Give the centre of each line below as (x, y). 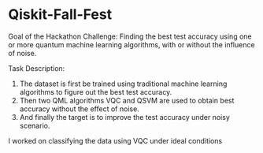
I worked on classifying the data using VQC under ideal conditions (115, 140)
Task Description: (37, 68)
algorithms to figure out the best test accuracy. (96, 91)
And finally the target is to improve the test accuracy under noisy (125, 117)
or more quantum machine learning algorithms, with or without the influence (131, 44)
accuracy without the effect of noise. (79, 109)
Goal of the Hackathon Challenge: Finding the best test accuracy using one (130, 36)
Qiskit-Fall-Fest (60, 15)
